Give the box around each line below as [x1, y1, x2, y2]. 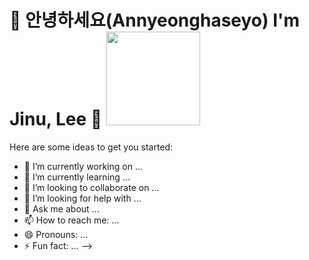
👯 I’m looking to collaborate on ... [23, 181, 160, 193]
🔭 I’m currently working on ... [23, 160, 143, 172]
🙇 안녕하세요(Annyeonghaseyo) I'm [9, 9, 301, 32]
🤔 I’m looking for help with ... [23, 192, 142, 204]
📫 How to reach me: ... [23, 214, 120, 226]
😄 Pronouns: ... [23, 228, 89, 240]
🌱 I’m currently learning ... [23, 171, 131, 183]
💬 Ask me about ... [23, 202, 100, 215]
